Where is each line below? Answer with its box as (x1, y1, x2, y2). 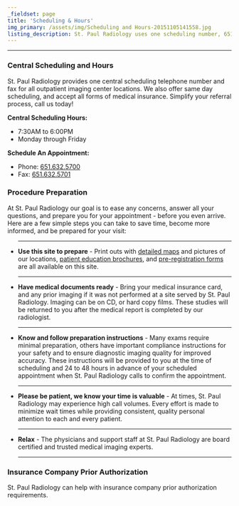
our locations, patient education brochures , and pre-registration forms (17, 254, 224, 263)
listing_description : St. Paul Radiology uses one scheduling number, (7, 30, 221, 38)
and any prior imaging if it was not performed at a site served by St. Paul (17, 290, 230, 299)
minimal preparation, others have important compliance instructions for (17, 341, 226, 349)
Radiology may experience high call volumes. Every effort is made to (17, 399, 219, 408)
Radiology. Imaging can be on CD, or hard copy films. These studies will (17, 297, 229, 306)
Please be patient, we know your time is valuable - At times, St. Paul (17, 391, 221, 400)
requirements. (7, 491, 48, 500)
